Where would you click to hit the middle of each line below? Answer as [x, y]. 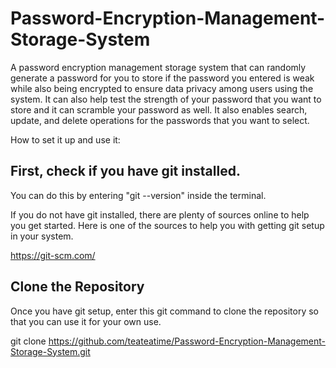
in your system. [42, 236]
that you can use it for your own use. [86, 321]
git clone [28, 341]
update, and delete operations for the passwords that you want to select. [160, 120]
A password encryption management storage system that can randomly [158, 67]
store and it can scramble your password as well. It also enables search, [159, 109]
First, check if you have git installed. [125, 171]
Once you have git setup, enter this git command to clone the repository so [164, 311]
